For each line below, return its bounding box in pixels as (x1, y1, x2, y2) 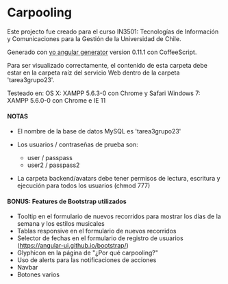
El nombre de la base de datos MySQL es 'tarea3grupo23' (16, 127, 181, 135)
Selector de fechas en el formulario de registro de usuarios (16, 234, 183, 242)
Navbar (16, 263, 38, 272)
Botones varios (16, 270, 60, 279)
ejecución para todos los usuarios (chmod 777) (16, 181, 151, 190)
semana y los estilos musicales (16, 220, 105, 228)
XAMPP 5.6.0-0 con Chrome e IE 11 (7, 96, 106, 104)
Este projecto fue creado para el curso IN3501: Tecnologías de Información (7, 27, 219, 36)
